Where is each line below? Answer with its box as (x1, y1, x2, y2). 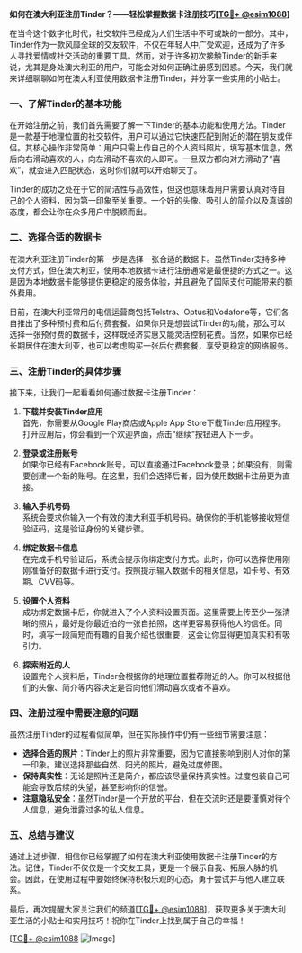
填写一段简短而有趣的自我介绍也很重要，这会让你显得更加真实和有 (38, 629, 283, 640)
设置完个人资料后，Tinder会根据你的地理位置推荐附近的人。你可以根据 (22, 670, 283, 681)
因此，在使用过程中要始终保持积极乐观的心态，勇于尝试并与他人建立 (24, 874, 277, 885)
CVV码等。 (38, 576, 79, 586)
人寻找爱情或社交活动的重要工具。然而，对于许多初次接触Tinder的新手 (9, 50, 270, 61)
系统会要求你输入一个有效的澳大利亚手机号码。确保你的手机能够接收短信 (22, 512, 290, 522)
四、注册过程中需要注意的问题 (9, 706, 139, 719)
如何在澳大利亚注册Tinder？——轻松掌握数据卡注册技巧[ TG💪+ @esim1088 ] (9, 9, 290, 19)
